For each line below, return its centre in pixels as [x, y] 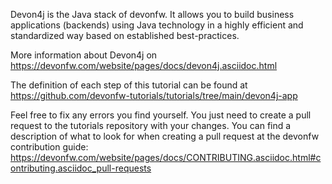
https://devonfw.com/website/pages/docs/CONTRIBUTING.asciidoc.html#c [166, 157]
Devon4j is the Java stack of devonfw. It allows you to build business [152, 14]
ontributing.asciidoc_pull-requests [81, 168]
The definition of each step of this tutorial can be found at [129, 85]
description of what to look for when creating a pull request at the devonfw [165, 136]
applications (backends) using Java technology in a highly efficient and [157, 25]
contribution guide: [49, 147]
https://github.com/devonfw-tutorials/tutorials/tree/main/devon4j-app [154, 95]
